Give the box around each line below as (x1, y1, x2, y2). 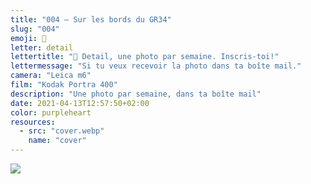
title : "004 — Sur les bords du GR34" (10, 14, 172, 25)
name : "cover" (28, 136, 87, 146)
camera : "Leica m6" (10, 71, 92, 81)
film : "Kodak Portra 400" (10, 80, 118, 90)
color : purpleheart (10, 107, 92, 118)
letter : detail (10, 42, 74, 53)
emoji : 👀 (10, 33, 47, 43)
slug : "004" (10, 24, 60, 34)
